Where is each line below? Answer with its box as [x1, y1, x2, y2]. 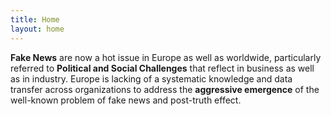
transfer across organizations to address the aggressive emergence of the [10, 83, 320, 95]
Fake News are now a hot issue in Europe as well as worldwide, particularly [10, 51, 322, 63]
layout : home [10, 24, 65, 34]
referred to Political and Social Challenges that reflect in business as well [10, 62, 315, 74]
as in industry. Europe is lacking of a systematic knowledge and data [10, 72, 293, 85]
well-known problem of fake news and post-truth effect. [10, 94, 242, 106]
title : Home [10, 14, 60, 25]
